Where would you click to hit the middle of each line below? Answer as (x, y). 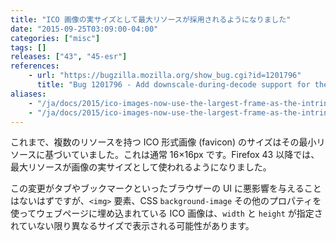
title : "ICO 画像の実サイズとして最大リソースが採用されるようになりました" (151, 19)
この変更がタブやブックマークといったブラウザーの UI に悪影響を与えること (166, 188)
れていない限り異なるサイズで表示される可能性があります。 (132, 226)
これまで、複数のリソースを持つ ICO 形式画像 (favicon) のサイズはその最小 (163, 142)
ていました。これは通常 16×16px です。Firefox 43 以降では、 (195, 155)
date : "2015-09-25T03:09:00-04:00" (84, 29)
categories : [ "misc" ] (55, 38)
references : (35, 66)
